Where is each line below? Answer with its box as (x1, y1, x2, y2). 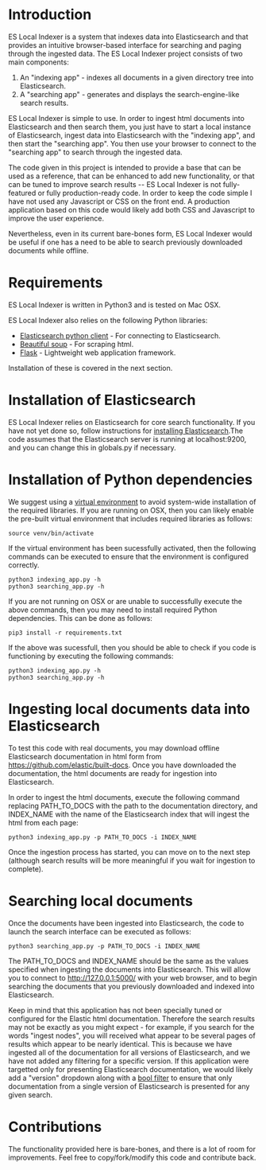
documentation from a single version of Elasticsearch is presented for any (8, 1081, 250, 1091)
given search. (8, 1090, 53, 1099)
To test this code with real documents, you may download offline (8, 743, 220, 753)
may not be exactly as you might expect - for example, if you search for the (8, 1022, 255, 1032)
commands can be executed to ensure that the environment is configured (8, 552, 249, 561)
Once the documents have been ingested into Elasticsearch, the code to (8, 918, 245, 928)
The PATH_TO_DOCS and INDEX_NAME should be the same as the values (8, 956, 249, 965)
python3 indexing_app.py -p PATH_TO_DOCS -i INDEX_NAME (8, 833, 197, 841)
